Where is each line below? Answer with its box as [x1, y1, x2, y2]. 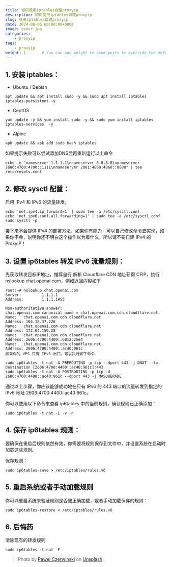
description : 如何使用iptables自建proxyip [5, 12, 92, 17]
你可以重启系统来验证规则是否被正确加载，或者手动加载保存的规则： [5, 497, 148, 503]
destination [5, 364, 31, 370]
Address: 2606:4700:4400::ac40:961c [5, 346, 83, 351]
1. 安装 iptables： [5, 70, 60, 79]
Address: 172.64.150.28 [5, 328, 56, 333]
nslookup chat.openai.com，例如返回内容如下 [5, 278, 101, 284]
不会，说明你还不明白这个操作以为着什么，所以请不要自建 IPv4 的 [14, 234, 151, 240]
